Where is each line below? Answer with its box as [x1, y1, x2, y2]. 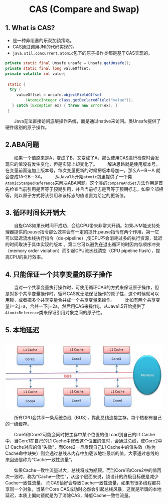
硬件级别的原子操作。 [5, 124, 49, 130]
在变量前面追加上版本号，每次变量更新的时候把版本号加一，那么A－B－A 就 [5, 167, 160, 173]
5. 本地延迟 [5, 325, 39, 334]
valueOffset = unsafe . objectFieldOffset [16, 92, 102, 97]
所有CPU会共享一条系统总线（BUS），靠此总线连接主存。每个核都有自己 [14, 414, 162, 420]
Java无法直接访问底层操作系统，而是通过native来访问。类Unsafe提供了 [14, 118, 161, 124]
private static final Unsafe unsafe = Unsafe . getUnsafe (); [5, 61, 131, 66]
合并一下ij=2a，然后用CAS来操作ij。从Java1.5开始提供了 [30, 303, 145, 309]
